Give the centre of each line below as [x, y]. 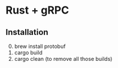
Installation [27, 32]
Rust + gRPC [37, 10]
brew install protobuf [40, 46]
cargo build [28, 53]
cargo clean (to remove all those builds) [63, 59]
